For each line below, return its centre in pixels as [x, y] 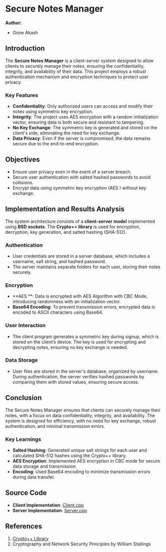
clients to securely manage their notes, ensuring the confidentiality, [75, 66]
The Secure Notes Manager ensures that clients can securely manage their [83, 410]
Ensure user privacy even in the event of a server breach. [72, 172]
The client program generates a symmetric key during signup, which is [86, 336]
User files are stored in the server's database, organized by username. [86, 371]
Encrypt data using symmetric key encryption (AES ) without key [79, 188]
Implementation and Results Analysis [65, 209]
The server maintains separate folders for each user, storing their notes [87, 267]
